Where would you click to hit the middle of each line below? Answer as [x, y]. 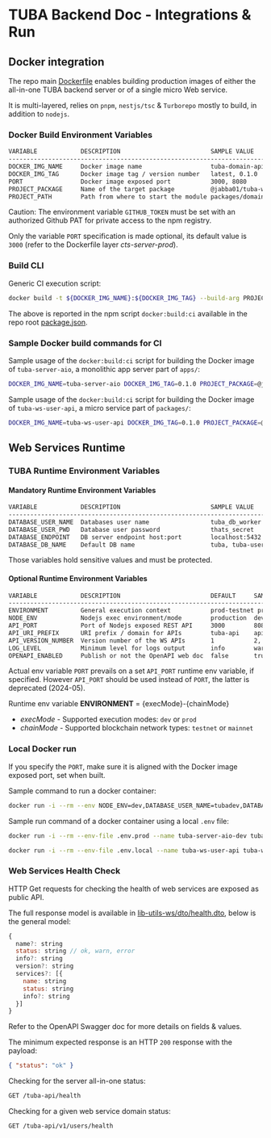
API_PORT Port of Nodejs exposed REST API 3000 [117, 626]
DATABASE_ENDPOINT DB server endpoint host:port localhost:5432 [135, 537]
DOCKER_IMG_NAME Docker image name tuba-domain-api [137, 167]
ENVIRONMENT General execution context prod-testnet [131, 611]
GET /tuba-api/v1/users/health [61, 1126]
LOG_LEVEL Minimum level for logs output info [117, 648]
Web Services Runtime [67, 448]
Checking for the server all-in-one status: [77, 1081]
